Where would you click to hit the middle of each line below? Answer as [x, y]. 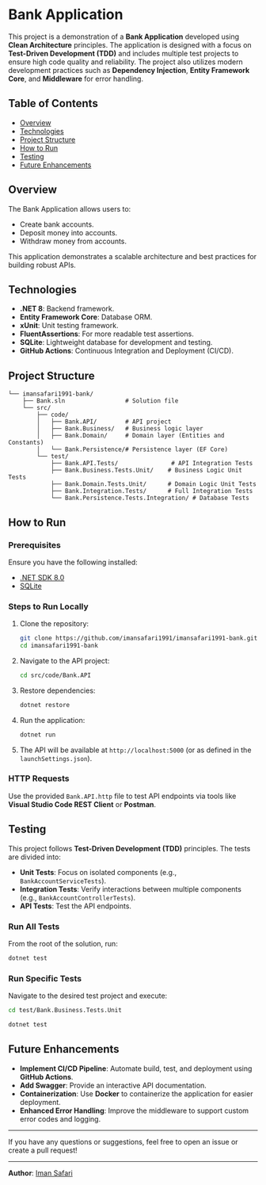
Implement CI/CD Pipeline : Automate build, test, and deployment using [136, 1068]
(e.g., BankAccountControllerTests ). [78, 897]
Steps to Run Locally [48, 606]
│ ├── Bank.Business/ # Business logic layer [120, 429]
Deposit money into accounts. [68, 232]
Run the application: [52, 720]
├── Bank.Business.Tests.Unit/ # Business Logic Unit [146, 470]
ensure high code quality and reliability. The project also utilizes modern [125, 62]
